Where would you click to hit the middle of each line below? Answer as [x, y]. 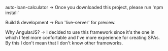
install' [12, 13]
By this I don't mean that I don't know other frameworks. [64, 43]
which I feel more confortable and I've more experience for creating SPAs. [83, 38]
